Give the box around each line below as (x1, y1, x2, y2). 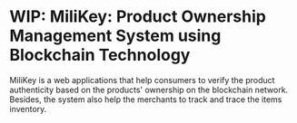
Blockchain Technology (9, 45, 191, 65)
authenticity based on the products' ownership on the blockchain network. (9, 84, 289, 95)
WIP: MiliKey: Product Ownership (9, 6, 266, 27)
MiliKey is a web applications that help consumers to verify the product (9, 74, 275, 85)
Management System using (9, 25, 222, 46)
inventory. (9, 103, 47, 114)
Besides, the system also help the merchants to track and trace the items (9, 93, 282, 105)
